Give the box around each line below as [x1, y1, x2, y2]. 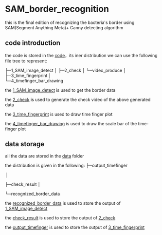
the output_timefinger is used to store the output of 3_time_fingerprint [5, 224, 145, 230]
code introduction [5, 39, 61, 47]
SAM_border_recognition [5, 3, 109, 15]
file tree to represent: [5, 58, 48, 64]
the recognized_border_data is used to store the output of [5, 200, 121, 206]
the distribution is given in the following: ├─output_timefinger [5, 162, 128, 168]
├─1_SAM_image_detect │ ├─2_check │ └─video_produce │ [5, 67, 126, 73]
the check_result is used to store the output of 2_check [5, 215, 116, 220]
